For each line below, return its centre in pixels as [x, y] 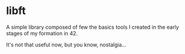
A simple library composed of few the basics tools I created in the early [92, 27]
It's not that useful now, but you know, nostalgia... [66, 45]
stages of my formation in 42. [42, 33]
